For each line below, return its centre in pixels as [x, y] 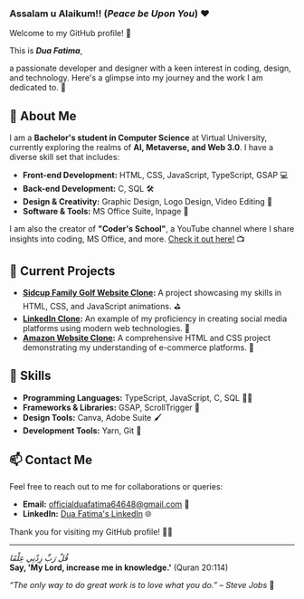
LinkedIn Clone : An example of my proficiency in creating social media [155, 319]
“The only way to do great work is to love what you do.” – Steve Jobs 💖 [142, 585]
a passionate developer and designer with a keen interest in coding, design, [150, 68]
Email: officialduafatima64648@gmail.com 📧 [106, 504]
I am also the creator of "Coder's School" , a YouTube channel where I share [152, 229]
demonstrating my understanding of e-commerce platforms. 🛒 [138, 347]
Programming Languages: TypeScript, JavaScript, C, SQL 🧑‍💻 [138, 397]
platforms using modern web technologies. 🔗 [106, 328]
